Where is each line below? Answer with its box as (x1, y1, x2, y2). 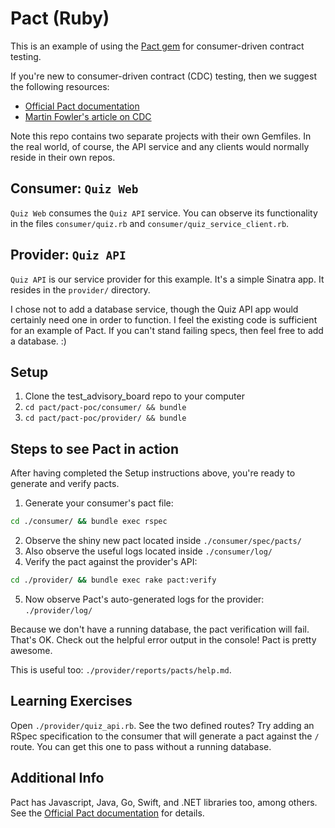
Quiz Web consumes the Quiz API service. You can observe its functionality (10, 207, 318, 219)
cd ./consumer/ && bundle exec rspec (10, 517, 168, 527)
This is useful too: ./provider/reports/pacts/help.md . (10, 663, 232, 676)
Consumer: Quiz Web (10, 180, 139, 197)
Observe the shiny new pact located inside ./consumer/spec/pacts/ (24, 535, 302, 547)
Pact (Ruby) (10, 7, 110, 30)
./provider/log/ (24, 605, 93, 616)
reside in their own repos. (10, 151, 116, 163)
